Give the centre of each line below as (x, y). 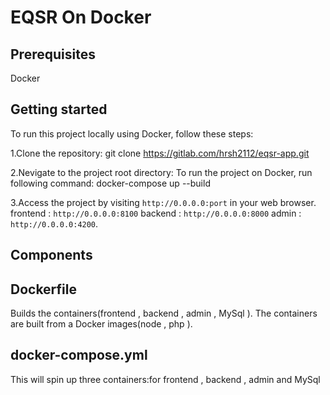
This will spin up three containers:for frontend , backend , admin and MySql (165, 379)
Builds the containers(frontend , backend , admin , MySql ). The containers (164, 313)
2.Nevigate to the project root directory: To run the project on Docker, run (161, 172)
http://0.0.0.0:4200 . (54, 223)
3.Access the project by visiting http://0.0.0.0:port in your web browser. (163, 202)
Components (51, 255)
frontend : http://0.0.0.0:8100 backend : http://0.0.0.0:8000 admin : (156, 213)
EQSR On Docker (81, 17)
